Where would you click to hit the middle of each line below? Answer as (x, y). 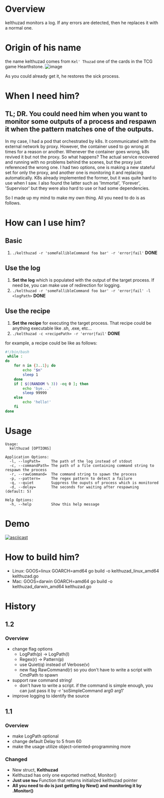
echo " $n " (33, 370)
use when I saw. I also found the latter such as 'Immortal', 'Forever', (73, 183)
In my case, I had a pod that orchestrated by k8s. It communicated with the (81, 141)
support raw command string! (42, 680)
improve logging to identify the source (51, 696)
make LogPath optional (35, 736)
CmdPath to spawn (39, 675)
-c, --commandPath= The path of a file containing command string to (82, 465)
